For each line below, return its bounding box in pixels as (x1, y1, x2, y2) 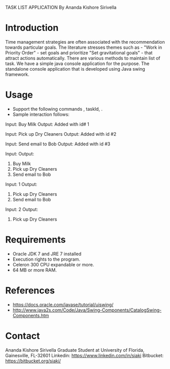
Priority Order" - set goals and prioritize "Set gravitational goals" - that (5, 49, 153, 55)
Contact (5, 330, 40, 342)
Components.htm (12, 312, 49, 318)
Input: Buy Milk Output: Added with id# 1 (5, 121, 90, 127)
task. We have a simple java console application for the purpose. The (5, 60, 150, 67)
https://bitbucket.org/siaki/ (5, 358, 61, 364)
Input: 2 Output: (5, 206, 38, 212)
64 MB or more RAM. (12, 267, 57, 273)
